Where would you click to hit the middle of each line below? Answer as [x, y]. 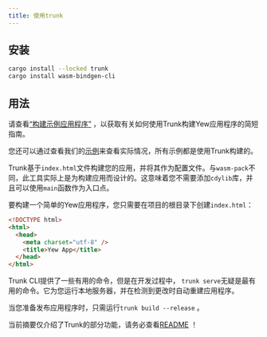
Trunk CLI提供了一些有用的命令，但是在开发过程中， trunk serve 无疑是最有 [132, 281]
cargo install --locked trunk [59, 69]
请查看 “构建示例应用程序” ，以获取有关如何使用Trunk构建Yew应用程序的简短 [133, 124]
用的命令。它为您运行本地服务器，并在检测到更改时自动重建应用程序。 [124, 291]
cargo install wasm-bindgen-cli [62, 77]
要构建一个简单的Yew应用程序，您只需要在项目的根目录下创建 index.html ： [131, 205]
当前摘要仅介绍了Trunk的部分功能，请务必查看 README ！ [103, 325]
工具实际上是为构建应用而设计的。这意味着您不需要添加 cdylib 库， [137, 178]
